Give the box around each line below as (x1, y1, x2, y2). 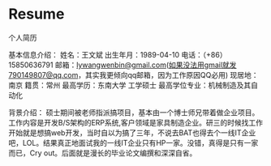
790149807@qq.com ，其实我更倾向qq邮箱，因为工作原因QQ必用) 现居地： (8, 70, 259, 79)
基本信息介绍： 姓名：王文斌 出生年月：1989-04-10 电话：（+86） (8, 49, 227, 59)
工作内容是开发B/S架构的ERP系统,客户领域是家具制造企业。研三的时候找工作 (8, 117, 264, 127)
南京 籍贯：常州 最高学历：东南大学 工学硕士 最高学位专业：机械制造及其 (8, 80, 252, 90)
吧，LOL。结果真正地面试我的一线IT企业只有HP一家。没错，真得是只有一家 (8, 138, 259, 147)
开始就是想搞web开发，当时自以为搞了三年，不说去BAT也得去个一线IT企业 (8, 127, 256, 138)
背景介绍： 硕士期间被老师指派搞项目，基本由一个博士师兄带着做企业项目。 (8, 107, 260, 117)
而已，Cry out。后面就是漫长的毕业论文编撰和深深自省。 (8, 147, 197, 158)
